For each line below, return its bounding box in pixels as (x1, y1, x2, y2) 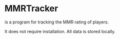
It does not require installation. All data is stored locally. (4, 28, 116, 34)
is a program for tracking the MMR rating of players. (4, 19, 109, 25)
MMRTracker (4, 3, 59, 14)
